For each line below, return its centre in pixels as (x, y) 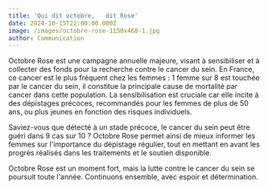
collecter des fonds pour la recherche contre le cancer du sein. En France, (132, 70)
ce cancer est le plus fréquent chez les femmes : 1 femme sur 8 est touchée (134, 78)
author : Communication (46, 38)
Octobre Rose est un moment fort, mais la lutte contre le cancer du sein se (132, 168)
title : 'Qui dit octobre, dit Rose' (73, 16)
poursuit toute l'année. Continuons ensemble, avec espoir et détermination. (134, 177)
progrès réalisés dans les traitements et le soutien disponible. (110, 153)
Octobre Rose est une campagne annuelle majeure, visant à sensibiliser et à (134, 61)
